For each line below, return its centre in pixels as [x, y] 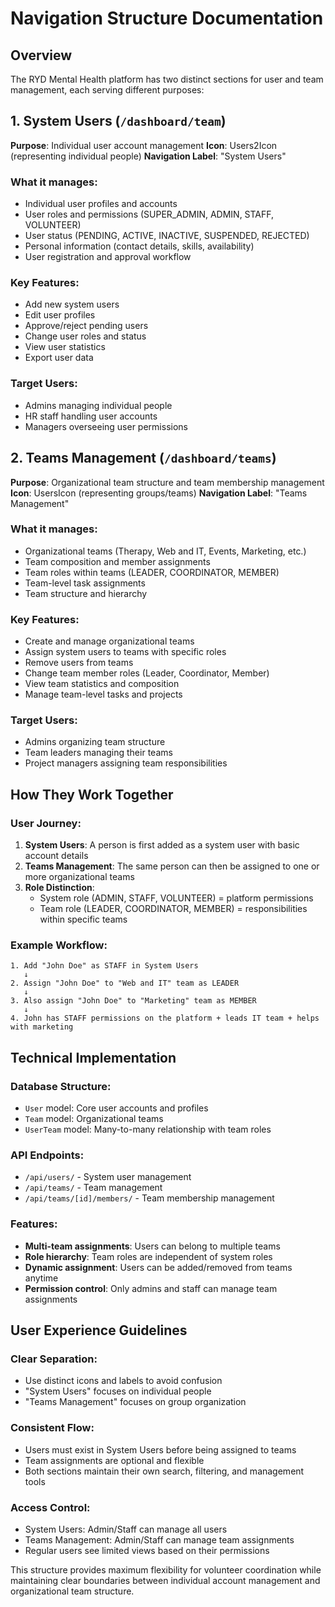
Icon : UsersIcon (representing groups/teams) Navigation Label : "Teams [159, 493]
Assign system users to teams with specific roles [125, 652]
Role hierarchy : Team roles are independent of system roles [148, 1256]
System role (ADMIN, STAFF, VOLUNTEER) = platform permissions [176, 898]
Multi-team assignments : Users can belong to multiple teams [152, 1246]
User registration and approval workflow [108, 257]
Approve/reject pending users [86, 326]
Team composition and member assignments [117, 561]
